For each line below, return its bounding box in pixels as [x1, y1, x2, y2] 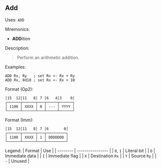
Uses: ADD [5, 17, 24, 22]
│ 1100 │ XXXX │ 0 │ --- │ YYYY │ [5, 104, 75, 109]
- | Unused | [5, 158, 30, 164]
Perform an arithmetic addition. [17, 55, 80, 60]
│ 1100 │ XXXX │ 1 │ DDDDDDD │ [5, 135, 69, 140]
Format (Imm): [5, 117, 34, 123]
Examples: [5, 64, 26, 70]
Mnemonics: [5, 26, 30, 32]
